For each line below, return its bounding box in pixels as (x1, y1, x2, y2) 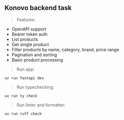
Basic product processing (11, 57, 64, 62)
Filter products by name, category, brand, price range (11, 46, 120, 52)
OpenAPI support (11, 26, 47, 32)
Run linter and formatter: (16, 102, 66, 108)
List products (11, 36, 38, 42)
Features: (16, 16, 36, 22)
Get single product (11, 41, 49, 47)
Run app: (16, 66, 35, 72)
